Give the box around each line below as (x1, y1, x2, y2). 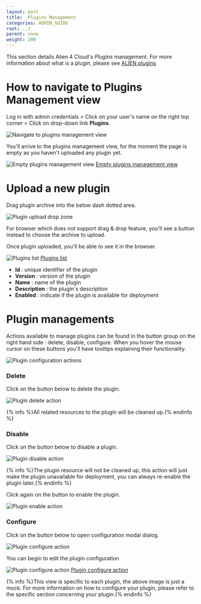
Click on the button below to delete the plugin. (6, 385, 121, 393)
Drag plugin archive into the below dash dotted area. (6, 202, 136, 209)
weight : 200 (6, 37, 36, 43)
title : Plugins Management (6, 14, 77, 20)
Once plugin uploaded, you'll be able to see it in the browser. (6, 242, 157, 250)
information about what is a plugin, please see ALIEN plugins (6, 59, 157, 67)
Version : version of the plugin (14, 272, 91, 280)
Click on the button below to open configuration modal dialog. (6, 531, 159, 539)
